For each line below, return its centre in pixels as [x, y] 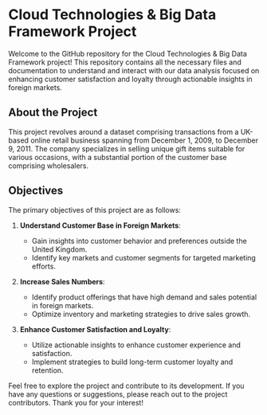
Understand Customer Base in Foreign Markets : [100, 225]
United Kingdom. [59, 249]
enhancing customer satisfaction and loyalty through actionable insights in [130, 79]
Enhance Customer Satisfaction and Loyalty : [95, 329]
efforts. [43, 266]
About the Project [53, 113]
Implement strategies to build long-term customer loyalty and [132, 362]
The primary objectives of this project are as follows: [95, 209]
